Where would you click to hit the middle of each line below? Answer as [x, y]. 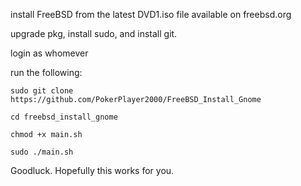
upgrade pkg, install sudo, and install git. [94, 33]
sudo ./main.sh [42, 152]
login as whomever [49, 53]
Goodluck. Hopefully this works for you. [92, 170]
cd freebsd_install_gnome [64, 117]
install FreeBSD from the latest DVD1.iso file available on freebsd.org [151, 14]
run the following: [46, 72]
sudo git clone [42, 91]
